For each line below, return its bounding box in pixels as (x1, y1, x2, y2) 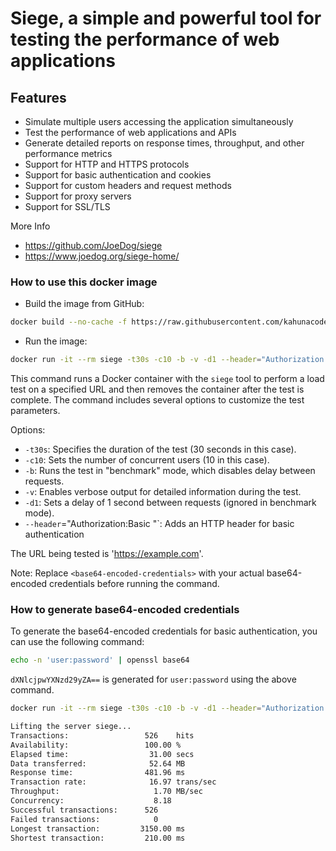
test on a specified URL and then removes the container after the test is (10, 383, 305, 396)
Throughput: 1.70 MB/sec (10, 787, 203, 797)
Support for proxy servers (24, 190, 132, 202)
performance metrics (24, 148, 113, 159)
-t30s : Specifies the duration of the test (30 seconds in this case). (24, 443, 297, 456)
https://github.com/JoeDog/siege (24, 240, 163, 251)
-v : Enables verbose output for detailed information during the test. (24, 486, 302, 498)
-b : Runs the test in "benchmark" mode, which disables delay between (24, 465, 316, 477)
